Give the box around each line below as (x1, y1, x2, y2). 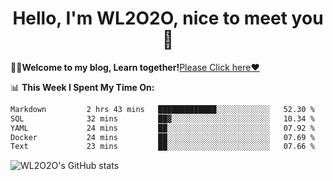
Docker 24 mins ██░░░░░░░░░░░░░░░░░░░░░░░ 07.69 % (10, 132, 315, 142)
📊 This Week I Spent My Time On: (10, 81, 155, 93)
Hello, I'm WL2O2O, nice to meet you (12, 7, 324, 30)
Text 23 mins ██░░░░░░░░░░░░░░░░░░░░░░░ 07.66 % (10, 142, 315, 152)
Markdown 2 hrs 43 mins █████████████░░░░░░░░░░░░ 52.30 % (10, 104, 315, 114)
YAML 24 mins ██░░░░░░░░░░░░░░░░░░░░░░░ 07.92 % (10, 123, 315, 133)
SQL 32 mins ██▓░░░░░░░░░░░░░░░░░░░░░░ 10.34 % (10, 113, 315, 124)
